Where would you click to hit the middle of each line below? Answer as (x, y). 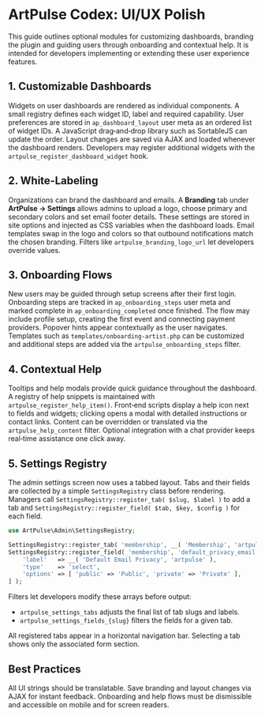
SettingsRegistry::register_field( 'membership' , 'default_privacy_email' (134, 552)
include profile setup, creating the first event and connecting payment (122, 319)
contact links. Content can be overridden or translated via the (108, 422)
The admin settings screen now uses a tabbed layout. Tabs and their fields (129, 482)
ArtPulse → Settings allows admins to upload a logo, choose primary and (127, 208)
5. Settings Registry (58, 464)
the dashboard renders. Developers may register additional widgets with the (132, 147)
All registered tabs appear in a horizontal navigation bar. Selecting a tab (124, 636)
